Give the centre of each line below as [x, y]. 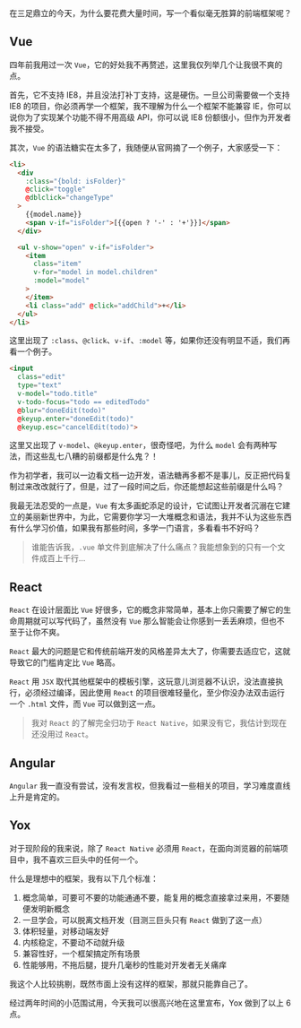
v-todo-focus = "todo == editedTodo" [84, 402]
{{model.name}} [54, 215]
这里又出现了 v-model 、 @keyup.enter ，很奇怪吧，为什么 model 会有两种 [139, 445]
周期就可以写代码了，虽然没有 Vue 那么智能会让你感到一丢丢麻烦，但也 [147, 621]
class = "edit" [42, 377]
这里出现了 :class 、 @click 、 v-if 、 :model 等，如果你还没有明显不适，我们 [146, 341]
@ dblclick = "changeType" [70, 198]
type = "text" [40, 385]
